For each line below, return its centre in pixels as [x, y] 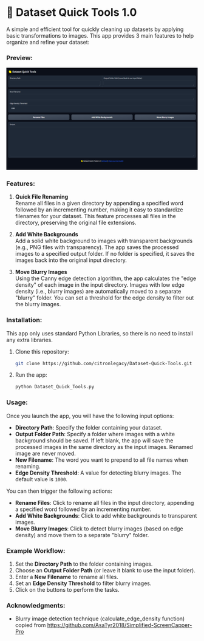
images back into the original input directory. [71, 260]
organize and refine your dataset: [48, 42]
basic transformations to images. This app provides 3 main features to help [100, 35]
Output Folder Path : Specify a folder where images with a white [95, 434]
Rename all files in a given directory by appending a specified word [99, 204]
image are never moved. [45, 453]
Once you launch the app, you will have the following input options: [90, 416]
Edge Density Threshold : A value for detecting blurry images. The [98, 473]
